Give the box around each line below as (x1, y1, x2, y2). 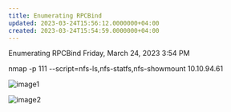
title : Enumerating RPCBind (8, 11, 103, 20)
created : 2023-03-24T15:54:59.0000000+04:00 (8, 26, 160, 34)
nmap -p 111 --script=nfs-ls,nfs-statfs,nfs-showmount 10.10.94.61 (8, 64, 223, 74)
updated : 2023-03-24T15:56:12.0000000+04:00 (8, 19, 160, 27)
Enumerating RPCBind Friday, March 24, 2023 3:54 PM (8, 49, 190, 58)
